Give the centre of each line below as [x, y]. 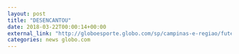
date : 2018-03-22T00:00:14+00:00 [57, 27]
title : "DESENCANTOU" [39, 20]
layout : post [27, 14]
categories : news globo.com [49, 40]
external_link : [30, 33]
